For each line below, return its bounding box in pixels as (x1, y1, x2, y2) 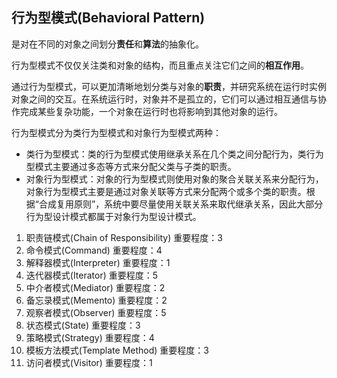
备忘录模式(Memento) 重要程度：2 (25, 294, 168, 306)
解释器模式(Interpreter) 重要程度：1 (25, 256, 171, 268)
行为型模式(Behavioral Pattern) (11, 9, 206, 27)
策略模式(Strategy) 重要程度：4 (25, 331, 155, 343)
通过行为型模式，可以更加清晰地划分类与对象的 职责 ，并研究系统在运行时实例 (11, 80, 327, 92)
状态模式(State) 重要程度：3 (25, 319, 141, 331)
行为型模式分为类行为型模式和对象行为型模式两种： (11, 126, 222, 138)
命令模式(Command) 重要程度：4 (25, 244, 163, 256)
